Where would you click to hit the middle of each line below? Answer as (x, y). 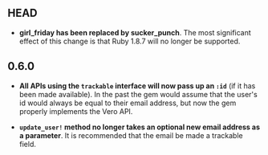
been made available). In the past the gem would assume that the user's (138, 94)
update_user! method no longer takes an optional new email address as (139, 127)
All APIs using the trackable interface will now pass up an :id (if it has (137, 86)
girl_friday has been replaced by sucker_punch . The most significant (135, 32)
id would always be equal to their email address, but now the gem (128, 103)
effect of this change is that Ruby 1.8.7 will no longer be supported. (130, 41)
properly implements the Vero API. (76, 111)
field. (28, 144)
